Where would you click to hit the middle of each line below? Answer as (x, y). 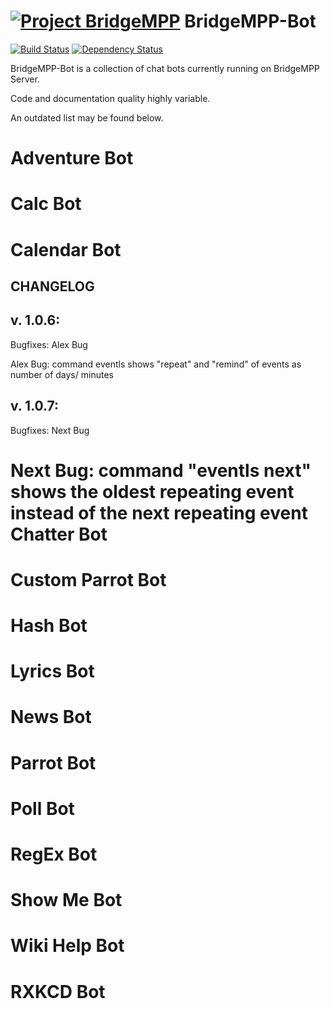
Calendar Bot (66, 249)
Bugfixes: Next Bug (50, 430)
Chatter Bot (59, 534)
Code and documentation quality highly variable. (110, 98)
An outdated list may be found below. (87, 117)
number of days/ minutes (62, 374)
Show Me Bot (66, 900)
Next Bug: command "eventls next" (161, 470)
